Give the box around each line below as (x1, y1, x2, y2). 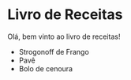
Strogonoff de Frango (18, 47, 90, 56)
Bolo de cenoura (18, 63, 73, 73)
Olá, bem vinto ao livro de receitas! (7, 32, 121, 41)
